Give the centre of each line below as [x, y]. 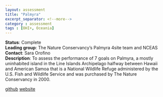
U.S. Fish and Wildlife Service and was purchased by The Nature [71, 74]
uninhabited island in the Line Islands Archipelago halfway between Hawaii [81, 64]
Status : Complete [23, 42]
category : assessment [28, 24]
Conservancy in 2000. [28, 80]
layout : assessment [25, 10]
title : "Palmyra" [23, 14]
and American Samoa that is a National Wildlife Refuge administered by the [82, 69]
